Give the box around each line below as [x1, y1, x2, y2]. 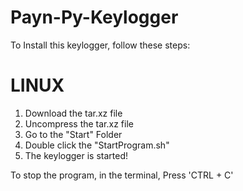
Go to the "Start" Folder [24, 128, 123, 140]
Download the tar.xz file [24, 107, 123, 119]
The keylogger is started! [24, 149, 129, 161]
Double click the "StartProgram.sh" [24, 139, 170, 151]
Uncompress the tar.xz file [24, 117, 134, 130]
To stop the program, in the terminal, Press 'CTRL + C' [10, 169, 234, 181]
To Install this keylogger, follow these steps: [10, 39, 191, 51]
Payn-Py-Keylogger [10, 6, 179, 29]
